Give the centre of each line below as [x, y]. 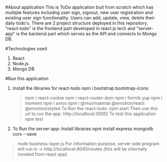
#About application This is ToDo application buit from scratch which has [79, 7]
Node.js [20, 64]
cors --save [24, 134]
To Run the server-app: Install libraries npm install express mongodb [83, 129]
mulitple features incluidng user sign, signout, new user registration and [79, 12]
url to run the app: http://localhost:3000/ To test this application [90, 114]
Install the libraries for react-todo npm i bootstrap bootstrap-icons [80, 88]
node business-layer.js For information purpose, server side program [88, 144]
